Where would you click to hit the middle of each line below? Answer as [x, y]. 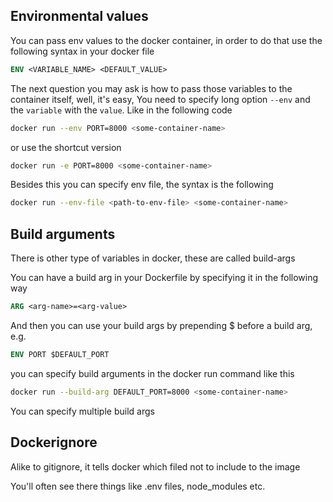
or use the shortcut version [66, 147]
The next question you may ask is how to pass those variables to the [151, 88]
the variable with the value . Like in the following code [121, 110]
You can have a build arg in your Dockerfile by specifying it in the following [164, 278]
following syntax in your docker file [82, 51]
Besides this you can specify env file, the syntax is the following [142, 185]
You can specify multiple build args [82, 411]
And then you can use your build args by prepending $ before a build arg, [161, 325]
